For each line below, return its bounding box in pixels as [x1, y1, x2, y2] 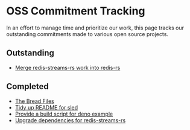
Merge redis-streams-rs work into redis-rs [14, 64, 121, 71]
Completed [6, 81, 49, 91]
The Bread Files [14, 97, 54, 105]
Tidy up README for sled [14, 104, 78, 111]
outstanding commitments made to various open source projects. [6, 30, 169, 37]
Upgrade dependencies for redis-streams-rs [14, 116, 126, 124]
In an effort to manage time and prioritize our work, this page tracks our [6, 24, 184, 31]
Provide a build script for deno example [14, 110, 113, 117]
